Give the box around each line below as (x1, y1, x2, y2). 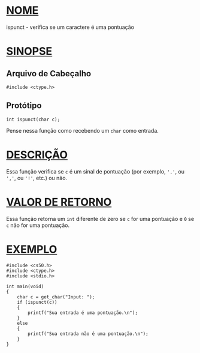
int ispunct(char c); (6, 116, 60, 122)
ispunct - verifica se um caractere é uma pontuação (6, 23, 135, 31)
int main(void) (6, 283, 44, 289)
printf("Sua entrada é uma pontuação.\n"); (28, 310, 138, 316)
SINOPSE (6, 44, 53, 58)
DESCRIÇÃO (6, 148, 68, 161)
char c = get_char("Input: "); (17, 294, 95, 300)
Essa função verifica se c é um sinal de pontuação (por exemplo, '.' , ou (6, 167, 184, 175)
